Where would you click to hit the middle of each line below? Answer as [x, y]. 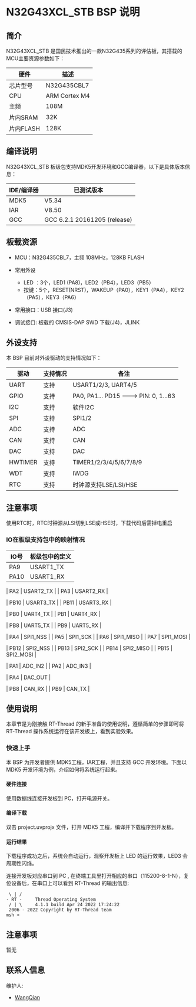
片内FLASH [24, 129]
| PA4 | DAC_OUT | [29, 677]
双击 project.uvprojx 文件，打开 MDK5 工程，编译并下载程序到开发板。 [92, 827]
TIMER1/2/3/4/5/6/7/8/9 [107, 463]
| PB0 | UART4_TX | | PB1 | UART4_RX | [53, 614]
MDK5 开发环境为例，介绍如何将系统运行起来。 [63, 769]
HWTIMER [23, 463]
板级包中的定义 [51, 556]
